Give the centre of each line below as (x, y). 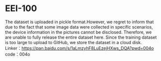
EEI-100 (21, 8)
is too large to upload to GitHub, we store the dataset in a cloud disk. (73, 42)
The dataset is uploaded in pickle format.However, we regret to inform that (80, 22)
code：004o (18, 54)
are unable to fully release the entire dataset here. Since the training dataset (81, 37)
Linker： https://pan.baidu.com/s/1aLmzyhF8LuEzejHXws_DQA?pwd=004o (80, 48)
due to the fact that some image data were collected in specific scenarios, (79, 27)
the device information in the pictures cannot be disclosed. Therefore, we (78, 32)
